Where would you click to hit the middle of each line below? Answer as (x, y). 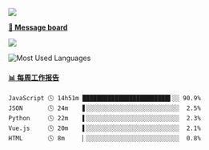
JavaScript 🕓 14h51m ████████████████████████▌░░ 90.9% (105, 99)
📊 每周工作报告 (34, 77)
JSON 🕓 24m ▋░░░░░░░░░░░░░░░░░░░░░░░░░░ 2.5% (105, 108)
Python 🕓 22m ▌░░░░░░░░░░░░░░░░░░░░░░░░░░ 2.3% (105, 119)
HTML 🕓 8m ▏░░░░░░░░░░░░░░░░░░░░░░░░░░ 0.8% (105, 139)
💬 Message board (38, 27)
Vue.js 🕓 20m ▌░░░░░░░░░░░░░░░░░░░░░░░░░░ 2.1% (105, 128)
